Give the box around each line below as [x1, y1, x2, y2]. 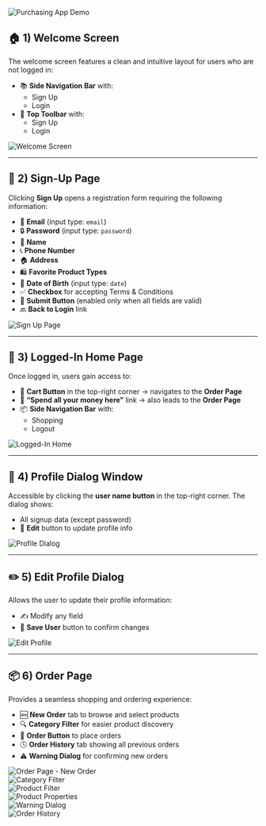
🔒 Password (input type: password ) [19, 226, 132, 235]
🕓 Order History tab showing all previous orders [19, 739, 180, 749]
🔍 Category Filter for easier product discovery [19, 719, 174, 728]
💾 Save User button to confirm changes [19, 623, 150, 632]
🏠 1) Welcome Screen [8, 32, 120, 45]
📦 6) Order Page [8, 670, 93, 683]
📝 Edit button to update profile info [19, 523, 133, 533]
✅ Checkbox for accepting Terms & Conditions [19, 287, 174, 296]
